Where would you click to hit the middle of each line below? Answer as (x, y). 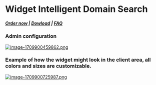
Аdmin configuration (31, 36)
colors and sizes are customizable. (48, 66)
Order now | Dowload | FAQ (34, 23)
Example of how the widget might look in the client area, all (78, 60)
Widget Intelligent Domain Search (76, 9)
